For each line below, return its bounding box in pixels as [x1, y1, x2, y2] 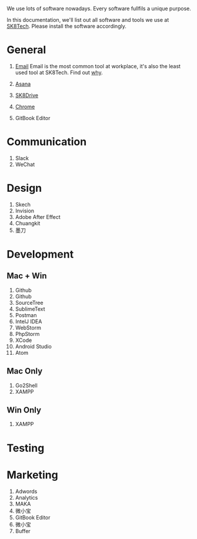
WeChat [15, 161, 35, 168]
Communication [6, 135, 87, 149]
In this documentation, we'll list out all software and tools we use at [6, 16, 169, 23]
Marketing [6, 468, 58, 481]
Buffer [15, 527, 31, 534]
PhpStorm [15, 330, 40, 337]
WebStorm [15, 324, 42, 331]
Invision [15, 207, 35, 214]
